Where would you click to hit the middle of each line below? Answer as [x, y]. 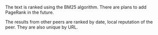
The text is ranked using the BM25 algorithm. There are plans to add [76, 7]
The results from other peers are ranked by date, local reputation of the [79, 22]
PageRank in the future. [30, 12]
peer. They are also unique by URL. [42, 27]
